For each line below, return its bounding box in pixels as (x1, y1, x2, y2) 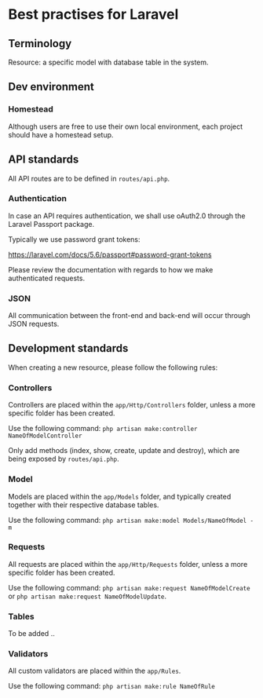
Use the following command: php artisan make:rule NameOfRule (8, 682, 216, 691)
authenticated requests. (8, 273, 85, 283)
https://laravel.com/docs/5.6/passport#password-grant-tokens (8, 250, 212, 259)
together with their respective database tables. (8, 500, 159, 510)
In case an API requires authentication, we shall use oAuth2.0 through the (8, 210, 246, 221)
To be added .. (8, 629, 55, 638)
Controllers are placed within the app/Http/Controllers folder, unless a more (8, 400, 256, 410)
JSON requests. (8, 320, 60, 329)
